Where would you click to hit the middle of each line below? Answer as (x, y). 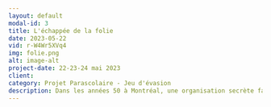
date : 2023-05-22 (38, 38)
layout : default (35, 16)
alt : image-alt (34, 61)
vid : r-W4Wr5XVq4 (38, 46)
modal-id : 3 (28, 23)
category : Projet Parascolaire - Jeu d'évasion (90, 83)
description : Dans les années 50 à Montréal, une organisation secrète (131, 91)
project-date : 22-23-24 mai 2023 (65, 68)
